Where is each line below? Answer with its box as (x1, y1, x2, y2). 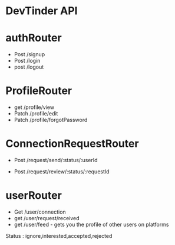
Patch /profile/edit (14, 110, 58, 117)
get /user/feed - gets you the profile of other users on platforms (14, 221, 169, 228)
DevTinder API (5, 4, 78, 18)
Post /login (14, 57, 41, 65)
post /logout (14, 63, 44, 70)
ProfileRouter (5, 84, 72, 98)
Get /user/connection (14, 208, 66, 215)
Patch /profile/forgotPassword (14, 117, 88, 124)
